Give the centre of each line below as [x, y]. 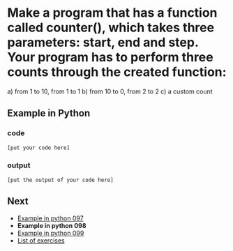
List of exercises [41, 240]
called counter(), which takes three [111, 28]
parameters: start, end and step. [103, 43]
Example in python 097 [50, 218]
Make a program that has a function [112, 13]
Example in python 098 [52, 225]
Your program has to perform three [111, 58]
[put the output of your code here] [60, 180]
